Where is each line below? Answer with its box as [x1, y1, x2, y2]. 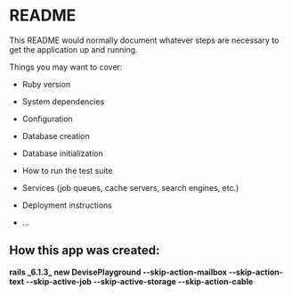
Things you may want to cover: [9, 62, 123, 72]
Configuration [21, 113, 73, 124]
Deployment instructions [21, 200, 113, 210]
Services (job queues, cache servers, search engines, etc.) [21, 182, 239, 193]
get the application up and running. [9, 44, 138, 54]
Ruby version [21, 78, 71, 89]
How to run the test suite [21, 165, 113, 176]
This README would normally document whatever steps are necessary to [9, 35, 280, 45]
